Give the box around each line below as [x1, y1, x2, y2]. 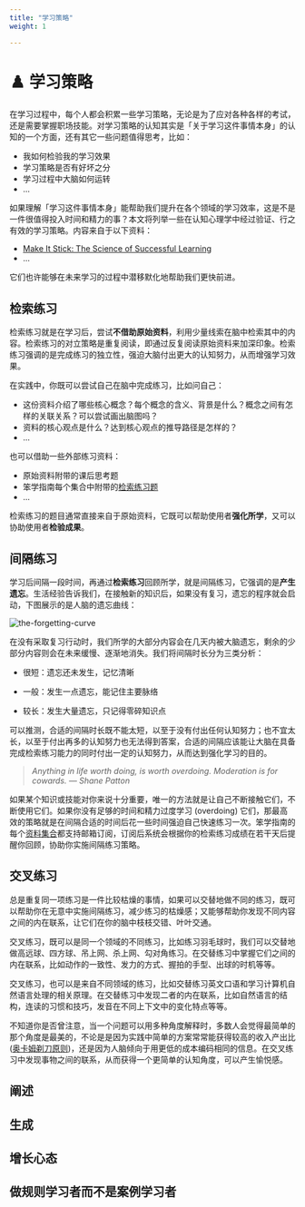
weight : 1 [9, 22, 47, 31]
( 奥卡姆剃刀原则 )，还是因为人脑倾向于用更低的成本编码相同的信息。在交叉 [9, 1043, 286, 1054]
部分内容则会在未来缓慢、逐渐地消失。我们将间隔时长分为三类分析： [9, 648, 264, 659]
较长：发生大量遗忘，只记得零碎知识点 [22, 705, 166, 717]
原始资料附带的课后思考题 [22, 470, 119, 481]
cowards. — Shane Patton [31, 775, 130, 786]
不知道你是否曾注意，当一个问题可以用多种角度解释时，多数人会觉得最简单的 [9, 1020, 296, 1031]
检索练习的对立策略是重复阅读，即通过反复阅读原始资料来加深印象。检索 [25, 338, 296, 349]
